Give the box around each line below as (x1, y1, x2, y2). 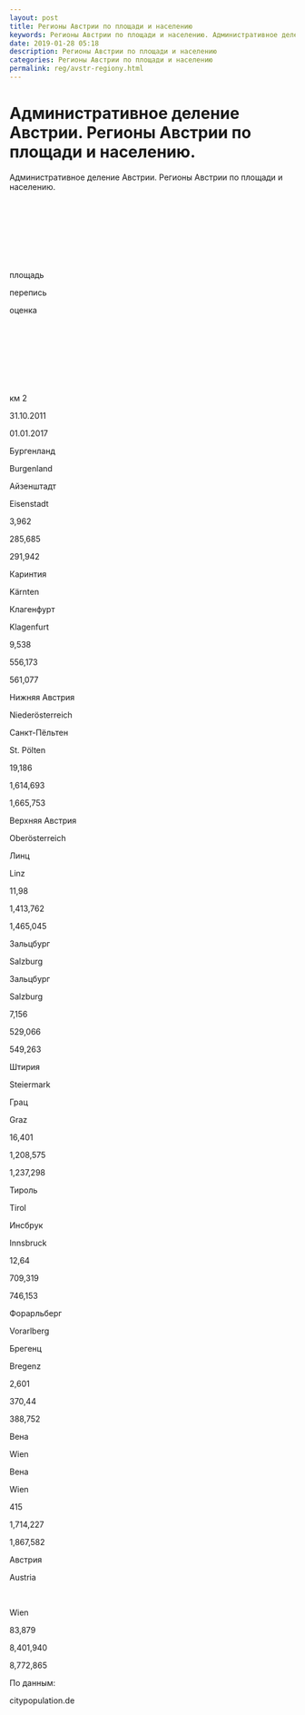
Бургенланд (9, 445, 56, 456)
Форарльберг (9, 1307, 63, 1318)
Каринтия (9, 569, 47, 580)
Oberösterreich (9, 832, 66, 843)
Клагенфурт (9, 603, 55, 614)
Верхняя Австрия (9, 815, 77, 826)
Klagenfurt (9, 621, 50, 632)
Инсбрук (9, 1219, 44, 1231)
